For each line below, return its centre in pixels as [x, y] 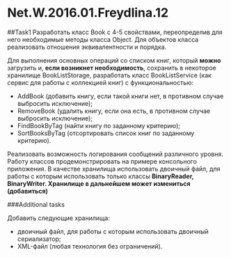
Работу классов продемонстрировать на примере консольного [102, 161]
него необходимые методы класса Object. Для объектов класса [103, 39]
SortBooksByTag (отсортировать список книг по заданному [106, 133]
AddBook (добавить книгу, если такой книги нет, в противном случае [120, 96]
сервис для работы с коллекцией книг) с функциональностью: [101, 82]
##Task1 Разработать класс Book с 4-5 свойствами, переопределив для [115, 32]
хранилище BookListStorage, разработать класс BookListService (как [110, 75]
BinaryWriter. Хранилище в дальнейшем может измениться [99, 183]
